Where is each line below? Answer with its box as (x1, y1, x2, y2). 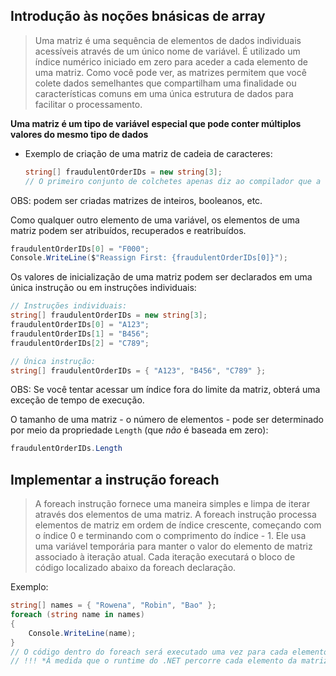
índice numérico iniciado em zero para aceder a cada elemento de (34, 55, 308, 68)
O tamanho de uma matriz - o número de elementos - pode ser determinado (10, 414, 325, 426)
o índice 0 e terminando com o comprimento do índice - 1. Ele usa (34, 530, 307, 542)
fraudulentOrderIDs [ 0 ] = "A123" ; (10, 320, 150, 330)
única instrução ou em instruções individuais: (10, 282, 197, 294)
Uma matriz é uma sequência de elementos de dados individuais (34, 34, 302, 46)
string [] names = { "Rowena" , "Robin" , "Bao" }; (10, 600, 217, 611)
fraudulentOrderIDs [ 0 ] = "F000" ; (10, 244, 150, 254)
